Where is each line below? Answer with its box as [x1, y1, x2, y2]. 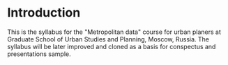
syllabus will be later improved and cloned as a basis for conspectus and [7, 42, 216, 50]
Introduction [7, 5, 81, 21]
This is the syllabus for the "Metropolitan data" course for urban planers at [7, 28, 222, 36]
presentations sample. [7, 50, 71, 58]
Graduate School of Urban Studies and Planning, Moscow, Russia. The [7, 35, 210, 43]
